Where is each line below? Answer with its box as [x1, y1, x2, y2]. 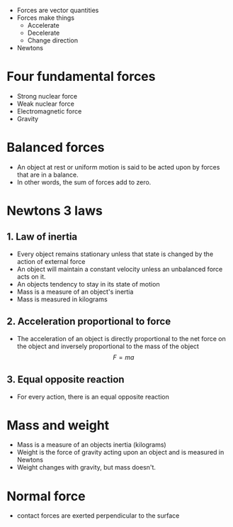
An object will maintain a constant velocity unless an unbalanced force [16, 265, 223, 273]
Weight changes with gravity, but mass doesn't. [16, 463, 157, 472]
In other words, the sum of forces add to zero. [16, 177, 152, 187]
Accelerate [27, 21, 59, 29]
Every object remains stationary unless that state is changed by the [16, 250, 214, 258]
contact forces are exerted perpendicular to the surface [16, 511, 180, 520]
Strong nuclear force [16, 91, 78, 100]
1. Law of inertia [6, 231, 78, 243]
